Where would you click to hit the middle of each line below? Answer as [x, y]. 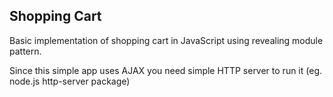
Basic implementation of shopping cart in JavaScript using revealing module [166, 40]
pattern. [25, 51]
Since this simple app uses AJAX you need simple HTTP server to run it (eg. [166, 70]
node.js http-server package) [70, 81]
